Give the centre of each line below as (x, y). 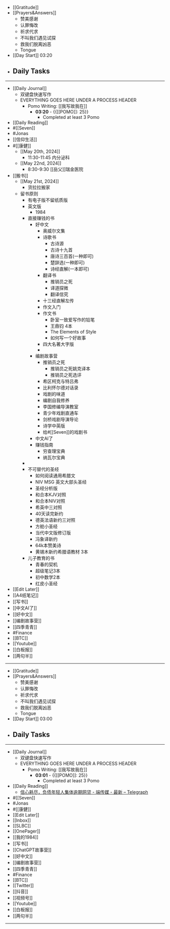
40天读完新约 (49, 514)
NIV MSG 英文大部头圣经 (61, 482)
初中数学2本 (48, 577)
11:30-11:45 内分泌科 (49, 157)
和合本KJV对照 (51, 494)
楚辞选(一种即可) (68, 262)
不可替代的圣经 (43, 469)
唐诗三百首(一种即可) (72, 256)
